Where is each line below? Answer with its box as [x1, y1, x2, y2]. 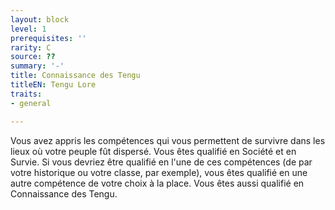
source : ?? [10, 52, 56, 62]
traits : [10, 89, 43, 99]
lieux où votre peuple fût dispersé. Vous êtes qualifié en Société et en [10, 145, 297, 157]
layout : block [10, 14, 70, 25]
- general [10, 98, 52, 108]
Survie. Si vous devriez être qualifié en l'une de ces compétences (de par [10, 156, 313, 168]
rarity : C [10, 42, 52, 53]
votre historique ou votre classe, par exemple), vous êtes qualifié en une [10, 166, 308, 178]
